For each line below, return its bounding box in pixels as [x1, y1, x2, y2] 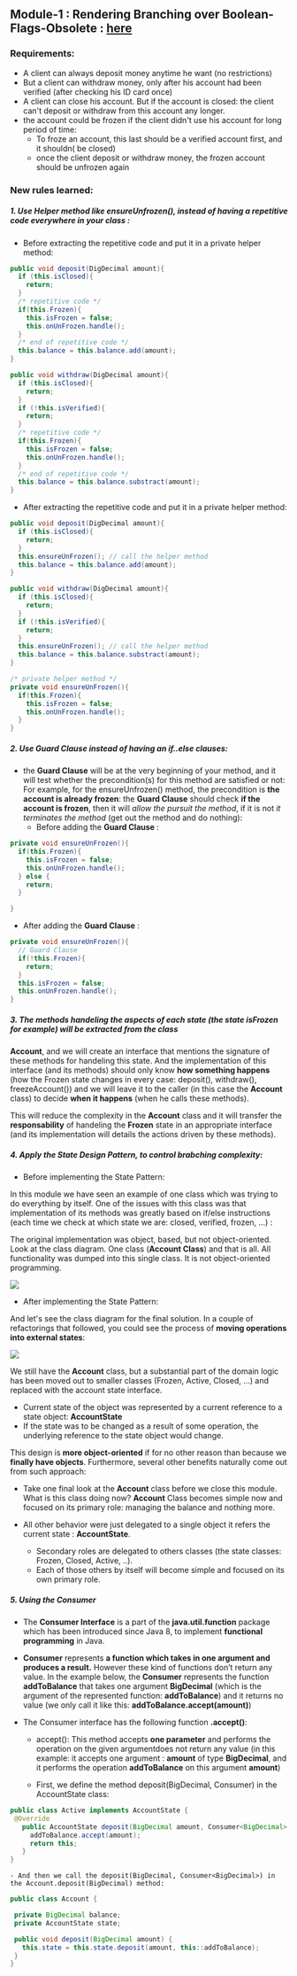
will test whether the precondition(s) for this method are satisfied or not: [22, 775, 286, 786]
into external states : [10, 1332, 86, 1343]
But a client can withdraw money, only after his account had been [22, 77, 262, 88]
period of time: [22, 124, 78, 135]
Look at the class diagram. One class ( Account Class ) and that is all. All [10, 1244, 271, 1254]
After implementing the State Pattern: [22, 1297, 158, 1307]
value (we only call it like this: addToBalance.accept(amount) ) [22, 1700, 252, 1710]
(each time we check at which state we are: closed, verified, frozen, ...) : [10, 1217, 273, 1228]
